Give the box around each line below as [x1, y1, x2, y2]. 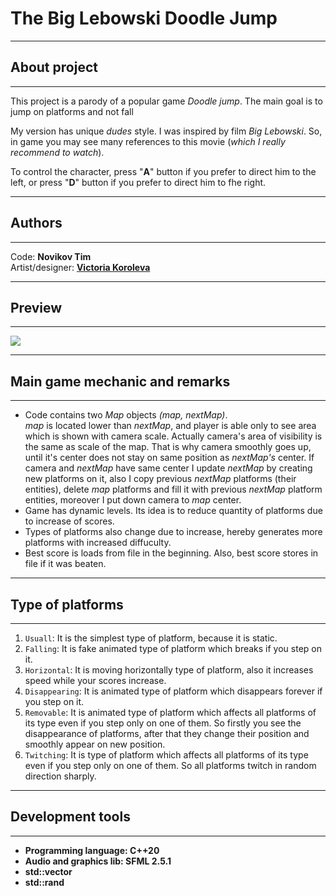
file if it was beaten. [24, 558, 107, 570]
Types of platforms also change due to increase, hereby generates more [24, 526, 323, 538]
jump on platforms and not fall [10, 105, 134, 117]
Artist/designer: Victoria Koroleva [10, 261, 151, 273]
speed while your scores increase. [24, 675, 167, 686]
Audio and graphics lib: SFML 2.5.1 [24, 855, 172, 867]
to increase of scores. [24, 515, 115, 527]
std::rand [24, 876, 65, 888]
